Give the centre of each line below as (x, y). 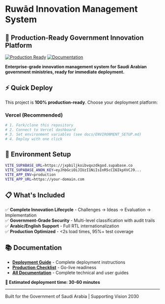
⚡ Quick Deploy (29, 88)
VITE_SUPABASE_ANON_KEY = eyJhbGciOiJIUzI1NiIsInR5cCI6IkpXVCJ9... (73, 170)
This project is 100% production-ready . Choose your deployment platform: (82, 102)
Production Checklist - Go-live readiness (54, 267)
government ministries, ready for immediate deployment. (65, 72)
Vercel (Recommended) (34, 115)
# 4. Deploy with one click (34, 139)
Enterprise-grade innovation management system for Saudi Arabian (76, 67)
